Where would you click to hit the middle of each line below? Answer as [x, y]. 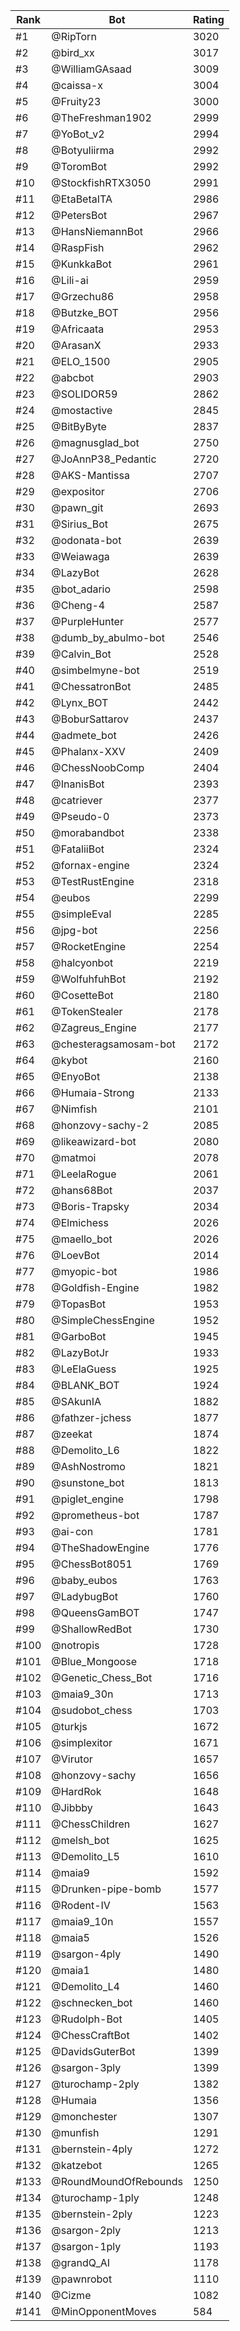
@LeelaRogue [84, 1174]
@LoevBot [75, 1255]
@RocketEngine [89, 946]
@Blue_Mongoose [94, 1661]
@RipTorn [74, 36]
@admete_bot [84, 735]
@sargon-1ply [86, 2246]
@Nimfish [74, 1109]
